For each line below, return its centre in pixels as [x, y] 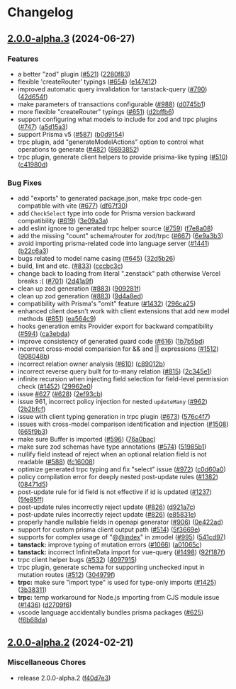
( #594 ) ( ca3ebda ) [44, 334]
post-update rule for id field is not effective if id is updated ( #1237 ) [115, 492]
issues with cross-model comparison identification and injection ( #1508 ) [123, 424]
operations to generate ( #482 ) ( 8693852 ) [78, 149]
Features [23, 59]
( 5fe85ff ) [31, 500]
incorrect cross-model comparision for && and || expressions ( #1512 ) [118, 349]
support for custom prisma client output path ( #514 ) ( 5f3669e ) [109, 530]
